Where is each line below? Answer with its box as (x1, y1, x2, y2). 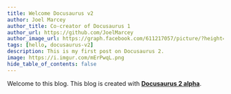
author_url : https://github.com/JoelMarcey (7, 29, 134, 36)
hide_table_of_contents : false (7, 61, 97, 67)
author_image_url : (7, 35, 60, 42)
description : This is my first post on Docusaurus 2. (7, 48, 165, 55)
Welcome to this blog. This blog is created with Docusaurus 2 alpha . (7, 79, 201, 87)
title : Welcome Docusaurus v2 (7, 10, 94, 17)
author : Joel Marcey (7, 16, 67, 23)
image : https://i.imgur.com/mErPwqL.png (7, 54, 125, 61)
